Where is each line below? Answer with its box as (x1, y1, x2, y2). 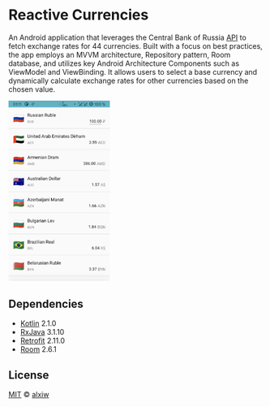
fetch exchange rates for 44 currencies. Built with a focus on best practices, (8, 41, 264, 50)
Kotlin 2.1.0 (19, 318, 57, 328)
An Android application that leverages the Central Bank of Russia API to (8, 32, 247, 42)
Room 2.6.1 (19, 344, 57, 354)
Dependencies (8, 297, 84, 310)
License (8, 368, 49, 382)
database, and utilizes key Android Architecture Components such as (8, 58, 240, 68)
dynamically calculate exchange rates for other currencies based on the (8, 76, 249, 85)
